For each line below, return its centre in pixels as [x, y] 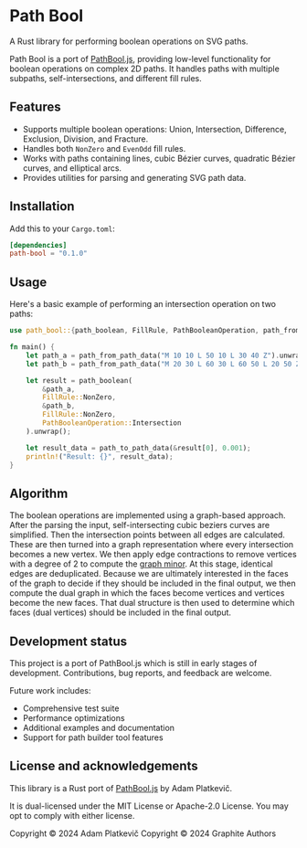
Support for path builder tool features [93, 737]
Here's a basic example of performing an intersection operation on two [143, 304]
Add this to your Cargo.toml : [63, 228]
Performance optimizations [74, 718]
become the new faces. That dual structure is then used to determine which [152, 603]
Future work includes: [50, 690]
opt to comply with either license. [72, 815]
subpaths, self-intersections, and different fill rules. [106, 78]
